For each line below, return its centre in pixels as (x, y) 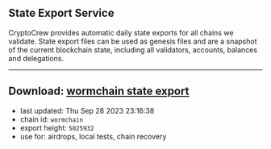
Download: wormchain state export (99, 91)
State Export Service (61, 13)
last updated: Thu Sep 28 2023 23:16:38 (87, 110)
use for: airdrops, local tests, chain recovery (93, 136)
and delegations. (36, 58)
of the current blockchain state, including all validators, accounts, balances (133, 50)
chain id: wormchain (51, 119)
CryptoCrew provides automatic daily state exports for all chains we (121, 32)
